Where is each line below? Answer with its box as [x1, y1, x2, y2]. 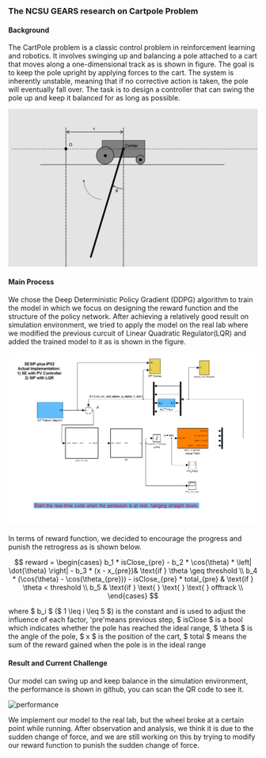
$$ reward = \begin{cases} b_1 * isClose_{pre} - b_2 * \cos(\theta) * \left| [14, 558, 252, 567]
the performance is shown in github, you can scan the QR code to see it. [8, 684, 244, 694]
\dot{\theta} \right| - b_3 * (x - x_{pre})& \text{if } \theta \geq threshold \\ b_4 [8, 566, 258, 575]
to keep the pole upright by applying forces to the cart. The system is [8, 68, 234, 78]
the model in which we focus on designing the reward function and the [8, 303, 239, 313]
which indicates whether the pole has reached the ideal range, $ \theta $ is [8, 623, 253, 633]
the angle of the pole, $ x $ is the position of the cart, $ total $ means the [8, 631, 247, 642]
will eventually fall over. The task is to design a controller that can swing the [8, 85, 255, 94]
